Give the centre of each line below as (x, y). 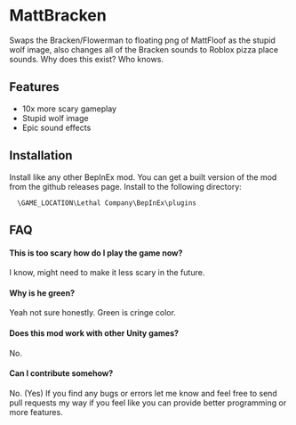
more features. (36, 412)
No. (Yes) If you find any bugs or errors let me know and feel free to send (143, 393)
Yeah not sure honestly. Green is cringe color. (92, 313)
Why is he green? (42, 293)
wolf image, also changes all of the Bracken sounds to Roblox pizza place (144, 49)
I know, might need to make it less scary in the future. (107, 273)
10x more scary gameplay (69, 109)
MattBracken (58, 16)
